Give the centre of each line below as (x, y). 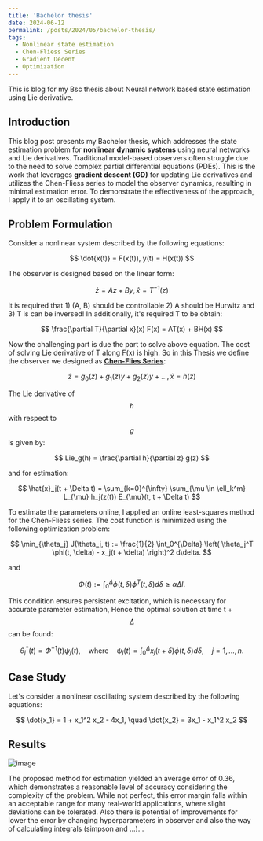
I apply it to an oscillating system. (62, 199)
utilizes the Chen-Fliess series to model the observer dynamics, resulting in (130, 183)
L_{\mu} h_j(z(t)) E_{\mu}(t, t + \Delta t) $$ (132, 496)
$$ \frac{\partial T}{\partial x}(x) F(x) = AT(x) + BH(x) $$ (132, 329)
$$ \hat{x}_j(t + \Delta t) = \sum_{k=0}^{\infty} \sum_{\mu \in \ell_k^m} (132, 488)
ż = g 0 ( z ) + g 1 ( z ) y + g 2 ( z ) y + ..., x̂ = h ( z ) (132, 377)
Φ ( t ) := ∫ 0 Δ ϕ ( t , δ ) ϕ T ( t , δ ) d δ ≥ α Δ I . (132, 584)
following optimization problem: (59, 529)
